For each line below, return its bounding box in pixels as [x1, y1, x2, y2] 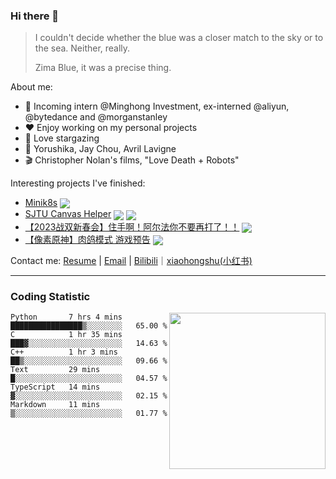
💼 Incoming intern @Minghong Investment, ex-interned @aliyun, [24, 100, 290, 113]
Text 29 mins [10, 365, 101, 375]
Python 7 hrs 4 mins [10, 312, 123, 323]
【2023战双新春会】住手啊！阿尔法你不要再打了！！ [24, 220, 240, 233]
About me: [10, 81, 53, 93]
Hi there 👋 [10, 9, 60, 23]
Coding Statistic [10, 289, 91, 303]
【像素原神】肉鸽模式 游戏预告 [24, 233, 151, 245]
